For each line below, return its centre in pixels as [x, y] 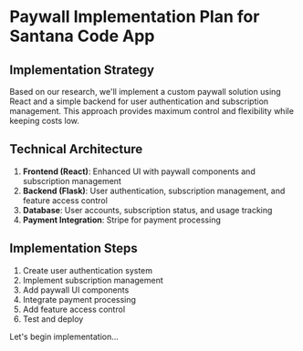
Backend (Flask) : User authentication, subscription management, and [154, 191]
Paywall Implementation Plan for [135, 17]
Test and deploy [53, 319]
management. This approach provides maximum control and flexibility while [152, 111]
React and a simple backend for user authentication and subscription [139, 101]
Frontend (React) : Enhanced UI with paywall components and [139, 171]
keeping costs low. [44, 121]
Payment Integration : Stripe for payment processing [121, 220]
